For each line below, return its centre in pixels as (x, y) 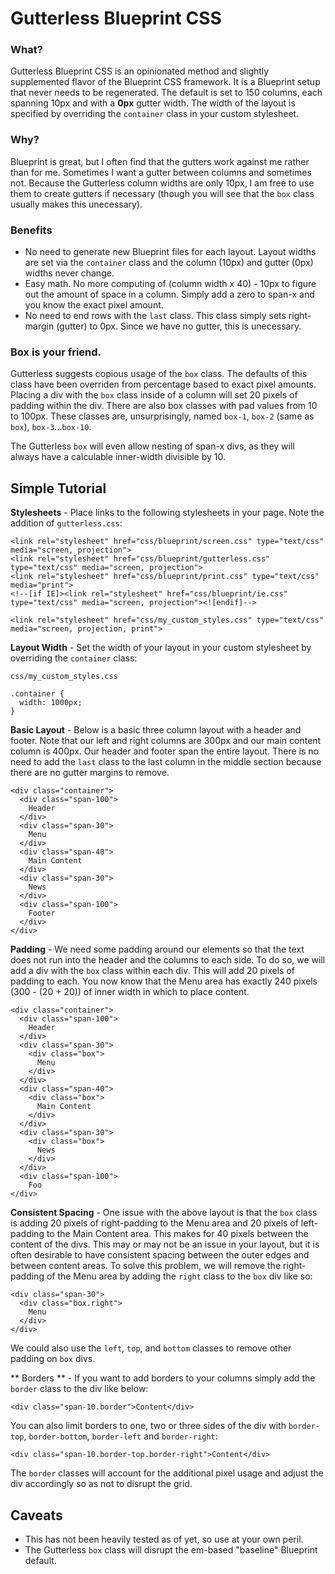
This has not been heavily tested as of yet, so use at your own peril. (164, 1539)
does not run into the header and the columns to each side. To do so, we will (168, 960)
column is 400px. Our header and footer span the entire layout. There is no (164, 751)
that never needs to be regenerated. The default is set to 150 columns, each (166, 93)
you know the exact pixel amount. (94, 305)
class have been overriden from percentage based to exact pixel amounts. (163, 384)
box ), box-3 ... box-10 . (51, 427)
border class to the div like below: (79, 1389)
